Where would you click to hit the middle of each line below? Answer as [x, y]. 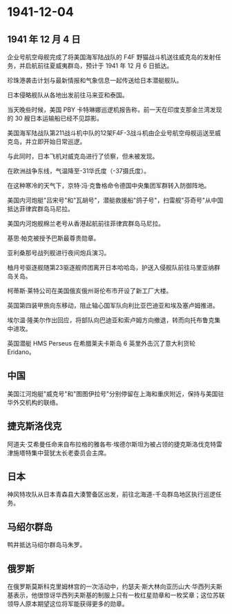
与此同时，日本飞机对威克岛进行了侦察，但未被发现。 [83, 156]
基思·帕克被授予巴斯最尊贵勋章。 [54, 238]
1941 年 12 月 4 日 [44, 39]
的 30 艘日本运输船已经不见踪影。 [55, 118]
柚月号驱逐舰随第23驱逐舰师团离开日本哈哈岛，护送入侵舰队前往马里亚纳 [111, 267]
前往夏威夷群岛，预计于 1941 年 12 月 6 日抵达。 [105, 66]
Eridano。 [21, 352]
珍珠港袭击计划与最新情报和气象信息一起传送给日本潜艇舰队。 [95, 80]
